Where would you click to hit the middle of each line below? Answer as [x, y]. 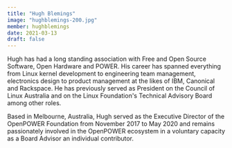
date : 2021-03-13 [32, 33]
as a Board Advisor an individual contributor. [70, 138]
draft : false [26, 39]
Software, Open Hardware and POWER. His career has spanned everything [114, 66]
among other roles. [34, 103]
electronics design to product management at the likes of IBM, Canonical [111, 81]
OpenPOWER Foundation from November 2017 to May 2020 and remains [111, 124]
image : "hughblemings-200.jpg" [52, 20]
